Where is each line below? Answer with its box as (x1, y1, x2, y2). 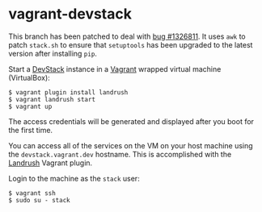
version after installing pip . (8, 48, 97, 58)
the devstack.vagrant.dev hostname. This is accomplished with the (8, 149, 232, 159)
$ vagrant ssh (8, 189, 57, 197)
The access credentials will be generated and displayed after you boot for (8, 116, 255, 126)
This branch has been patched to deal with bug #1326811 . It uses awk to (8, 31, 246, 41)
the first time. (8, 125, 53, 135)
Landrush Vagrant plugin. (8, 158, 93, 168)
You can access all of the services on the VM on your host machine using (8, 140, 253, 150)
